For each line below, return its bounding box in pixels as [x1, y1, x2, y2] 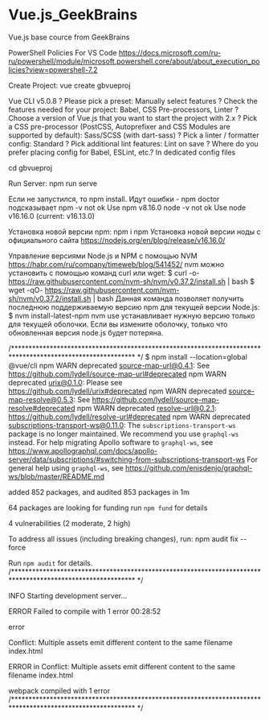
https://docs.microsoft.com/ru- [118, 47, 222, 57]
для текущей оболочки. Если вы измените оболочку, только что [8, 319, 228, 329]
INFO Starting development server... [8, 590, 128, 600]
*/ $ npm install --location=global [137, 352, 247, 361]
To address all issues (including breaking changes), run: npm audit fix [8, 533, 238, 544]
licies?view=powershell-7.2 [8, 64, 98, 74]
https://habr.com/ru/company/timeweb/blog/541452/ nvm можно [8, 259, 225, 269]
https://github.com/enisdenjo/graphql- [125, 463, 253, 472]
